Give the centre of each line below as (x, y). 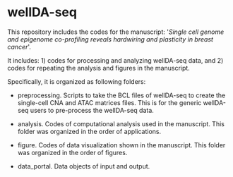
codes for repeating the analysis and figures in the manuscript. (99, 68)
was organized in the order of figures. (72, 152)
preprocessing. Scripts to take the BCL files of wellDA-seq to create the (121, 95)
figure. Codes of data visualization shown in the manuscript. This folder (121, 145)
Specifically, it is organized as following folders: (77, 81)
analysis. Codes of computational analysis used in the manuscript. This (121, 123)
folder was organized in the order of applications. (89, 131)
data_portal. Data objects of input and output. (84, 166)
